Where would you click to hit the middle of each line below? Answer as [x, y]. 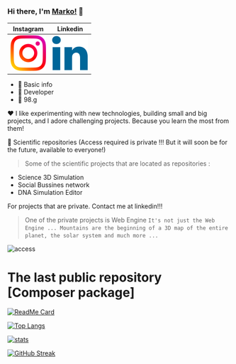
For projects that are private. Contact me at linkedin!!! [85, 206]
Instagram [28, 28]
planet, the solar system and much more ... [91, 235]
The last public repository [85, 277]
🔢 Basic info [35, 84]
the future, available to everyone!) [57, 149]
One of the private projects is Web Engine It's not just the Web [120, 220]
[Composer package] [71, 293]
